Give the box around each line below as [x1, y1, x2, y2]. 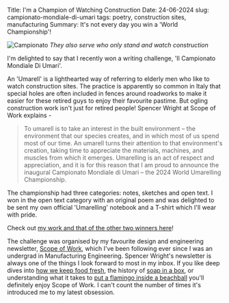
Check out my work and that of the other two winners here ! [7, 224, 174, 232]
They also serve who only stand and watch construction [49, 41, 208, 49]
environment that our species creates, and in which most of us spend [23, 132, 219, 140]
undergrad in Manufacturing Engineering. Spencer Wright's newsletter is [7, 252, 212, 260]
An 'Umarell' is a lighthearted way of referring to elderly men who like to [7, 75, 210, 83]
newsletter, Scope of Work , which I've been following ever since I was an [7, 245, 213, 252]
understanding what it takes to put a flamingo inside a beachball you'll [7, 274, 204, 282]
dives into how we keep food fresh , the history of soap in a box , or [7, 267, 194, 274]
